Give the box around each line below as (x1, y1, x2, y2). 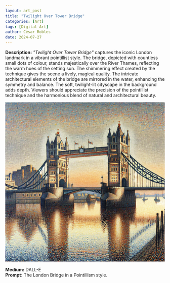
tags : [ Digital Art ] (5, 24, 49, 29)
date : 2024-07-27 (5, 35, 42, 40)
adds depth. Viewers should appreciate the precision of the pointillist (5, 87, 149, 93)
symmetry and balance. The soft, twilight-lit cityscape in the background (5, 81, 157, 87)
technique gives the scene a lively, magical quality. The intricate (5, 71, 139, 77)
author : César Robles (5, 29, 51, 35)
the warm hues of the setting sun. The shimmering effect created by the (5, 66, 155, 71)
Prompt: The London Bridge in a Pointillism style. (5, 272, 108, 278)
